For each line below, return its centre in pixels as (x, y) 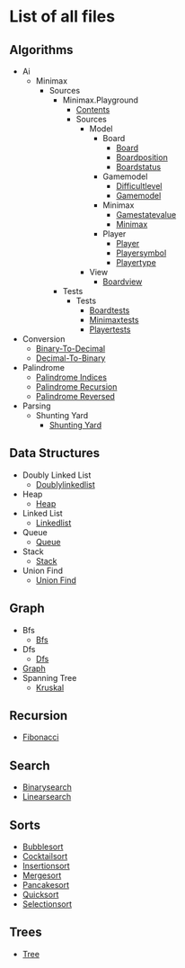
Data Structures (55, 453)
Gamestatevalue (146, 215)
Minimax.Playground (101, 100)
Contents (93, 109)
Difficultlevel (139, 186)
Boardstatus (139, 167)
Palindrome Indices (71, 377)
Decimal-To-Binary (70, 358)
